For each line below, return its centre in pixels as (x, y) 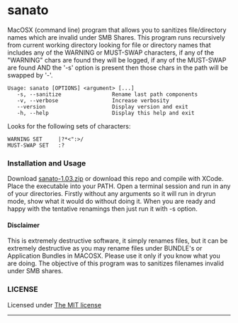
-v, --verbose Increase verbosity (93, 100)
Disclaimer (24, 225)
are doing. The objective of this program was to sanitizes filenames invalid (116, 263)
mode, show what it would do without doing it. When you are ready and (112, 202)
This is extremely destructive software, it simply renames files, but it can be (118, 241)
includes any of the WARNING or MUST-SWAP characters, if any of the (111, 53)
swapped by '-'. (30, 75)
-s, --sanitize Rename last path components (107, 94)
